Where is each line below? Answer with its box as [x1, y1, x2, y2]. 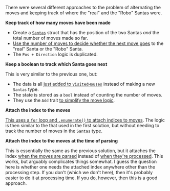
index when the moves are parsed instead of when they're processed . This [5, 153, 163, 159]
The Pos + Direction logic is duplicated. [12, 51, 98, 57]
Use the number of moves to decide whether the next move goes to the [12, 40, 164, 46]
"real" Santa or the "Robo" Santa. [12, 46, 83, 52]
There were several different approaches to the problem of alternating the [5, 5, 161, 10]
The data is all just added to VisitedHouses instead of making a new [12, 81, 155, 87]
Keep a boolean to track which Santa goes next [5, 61, 108, 67]
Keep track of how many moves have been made [5, 20, 111, 26]
